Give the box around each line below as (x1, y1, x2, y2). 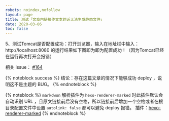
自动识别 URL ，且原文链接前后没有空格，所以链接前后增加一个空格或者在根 (5, 98, 163, 104)
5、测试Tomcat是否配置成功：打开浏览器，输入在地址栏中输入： (5, 41, 140, 47)
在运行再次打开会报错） (5, 54, 54, 60)
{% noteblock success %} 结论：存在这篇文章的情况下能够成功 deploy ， (5, 75, 158, 81)
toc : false (5, 26, 28, 31)
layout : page (5, 12, 33, 17)
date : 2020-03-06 (5, 21, 42, 27)
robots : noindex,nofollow (5, 7, 60, 13)
